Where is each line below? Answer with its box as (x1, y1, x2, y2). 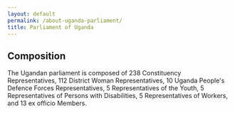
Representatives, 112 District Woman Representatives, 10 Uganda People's (7, 76, 225, 85)
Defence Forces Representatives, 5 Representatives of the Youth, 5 (7, 84, 204, 92)
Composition (7, 50, 66, 62)
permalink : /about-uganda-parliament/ (7, 17, 122, 24)
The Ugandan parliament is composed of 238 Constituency (7, 69, 182, 77)
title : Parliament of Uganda (7, 23, 94, 31)
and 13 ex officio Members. (7, 99, 88, 107)
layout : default (7, 10, 56, 18)
